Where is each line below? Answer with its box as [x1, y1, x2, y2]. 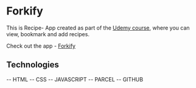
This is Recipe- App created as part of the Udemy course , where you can [6, 24, 190, 31]
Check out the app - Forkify [6, 42, 76, 49]
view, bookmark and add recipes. [6, 30, 90, 37]
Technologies [6, 60, 60, 70]
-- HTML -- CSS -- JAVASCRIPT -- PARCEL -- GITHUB [6, 75, 144, 83]
